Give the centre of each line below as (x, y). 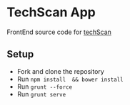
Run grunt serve (41, 94)
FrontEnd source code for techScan (59, 32)
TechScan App (51, 12)
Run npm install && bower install (70, 79)
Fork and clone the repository (60, 71)
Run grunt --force (45, 87)
